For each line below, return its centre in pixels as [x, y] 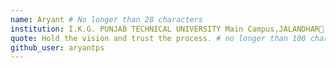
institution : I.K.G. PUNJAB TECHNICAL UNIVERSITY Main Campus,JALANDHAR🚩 [167, 29]
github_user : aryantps [57, 47]
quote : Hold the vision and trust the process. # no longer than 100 [158, 38]
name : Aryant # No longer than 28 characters [106, 19]
